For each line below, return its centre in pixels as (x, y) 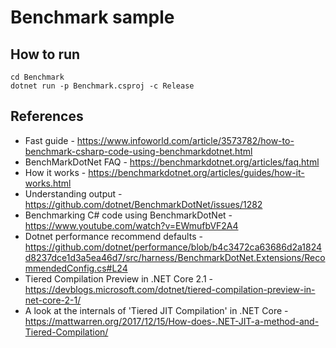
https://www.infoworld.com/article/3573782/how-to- (185, 140)
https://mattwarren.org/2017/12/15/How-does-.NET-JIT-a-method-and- (172, 321)
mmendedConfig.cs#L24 (76, 268)
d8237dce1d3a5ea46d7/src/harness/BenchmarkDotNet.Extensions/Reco (175, 257)
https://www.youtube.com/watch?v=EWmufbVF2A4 (131, 225)
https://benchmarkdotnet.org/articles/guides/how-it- (196, 172)
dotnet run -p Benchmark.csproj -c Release (102, 86)
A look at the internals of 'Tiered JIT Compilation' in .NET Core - (156, 310)
